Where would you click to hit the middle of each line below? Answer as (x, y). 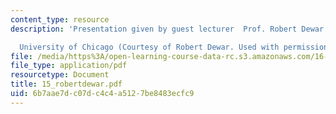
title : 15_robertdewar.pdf (66, 84)
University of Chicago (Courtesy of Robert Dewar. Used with (149, 47)
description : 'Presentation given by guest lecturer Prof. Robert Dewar (167, 29)
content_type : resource (60, 19)
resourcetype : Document (60, 75)
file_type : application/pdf (69, 66)
